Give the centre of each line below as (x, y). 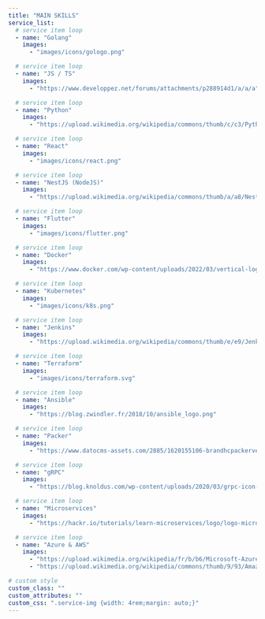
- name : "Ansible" (46, 400)
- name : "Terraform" (49, 364)
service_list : (32, 23)
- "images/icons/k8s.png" (71, 306)
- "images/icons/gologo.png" (77, 52)
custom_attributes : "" (45, 595)
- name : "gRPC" (40, 472)
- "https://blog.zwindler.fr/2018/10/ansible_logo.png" (123, 415)
